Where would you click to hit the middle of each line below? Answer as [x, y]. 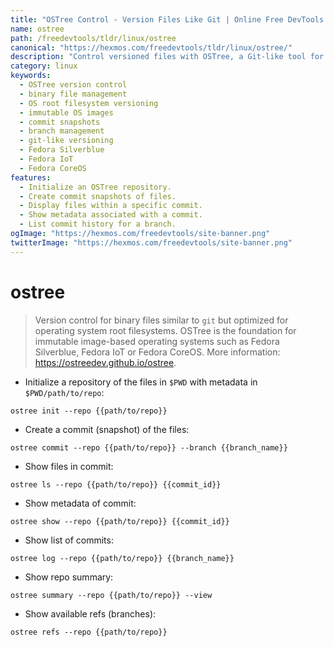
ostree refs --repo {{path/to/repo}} [89, 632]
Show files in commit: [69, 466]
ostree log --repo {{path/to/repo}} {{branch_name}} [122, 558]
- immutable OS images [66, 112]
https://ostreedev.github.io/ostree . [105, 362]
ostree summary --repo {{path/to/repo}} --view [111, 595]
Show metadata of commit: [80, 503]
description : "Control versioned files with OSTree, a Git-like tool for [167, 57]
